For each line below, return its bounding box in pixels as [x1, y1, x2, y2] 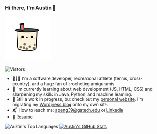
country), [12, 81, 31, 87]
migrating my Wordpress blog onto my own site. [12, 102, 108, 108]
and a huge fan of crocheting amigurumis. [31, 81, 116, 87]
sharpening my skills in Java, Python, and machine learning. [12, 91, 133, 97]
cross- [129, 76, 143, 82]
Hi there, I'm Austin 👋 [5, 4, 56, 11]
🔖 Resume [12, 114, 33, 120]
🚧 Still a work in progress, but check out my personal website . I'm [12, 96, 143, 102]
